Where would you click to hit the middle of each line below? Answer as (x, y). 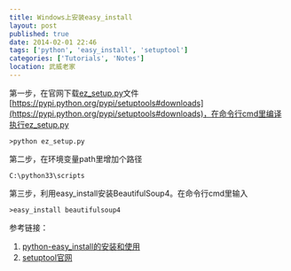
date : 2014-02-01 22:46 (53, 42)
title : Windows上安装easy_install (71, 17)
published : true (39, 34)
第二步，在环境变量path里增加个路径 (76, 159)
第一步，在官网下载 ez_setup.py (67, 93)
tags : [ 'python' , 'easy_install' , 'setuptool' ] (99, 50)
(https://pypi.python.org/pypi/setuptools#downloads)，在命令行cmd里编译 (145, 113)
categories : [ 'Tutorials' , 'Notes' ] (77, 58)
